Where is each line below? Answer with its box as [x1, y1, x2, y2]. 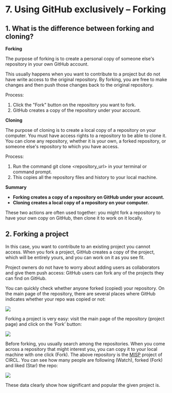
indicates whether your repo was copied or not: [5, 296, 106, 302]
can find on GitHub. [5, 275, 47, 281]
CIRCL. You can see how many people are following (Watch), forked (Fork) [5, 357, 163, 363]
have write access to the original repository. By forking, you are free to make [5, 76, 167, 83]
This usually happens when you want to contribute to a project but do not [5, 71, 161, 77]
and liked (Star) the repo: [5, 362, 58, 368]
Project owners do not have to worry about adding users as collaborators [5, 264, 160, 270]
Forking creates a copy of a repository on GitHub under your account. [12, 194, 165, 200]
